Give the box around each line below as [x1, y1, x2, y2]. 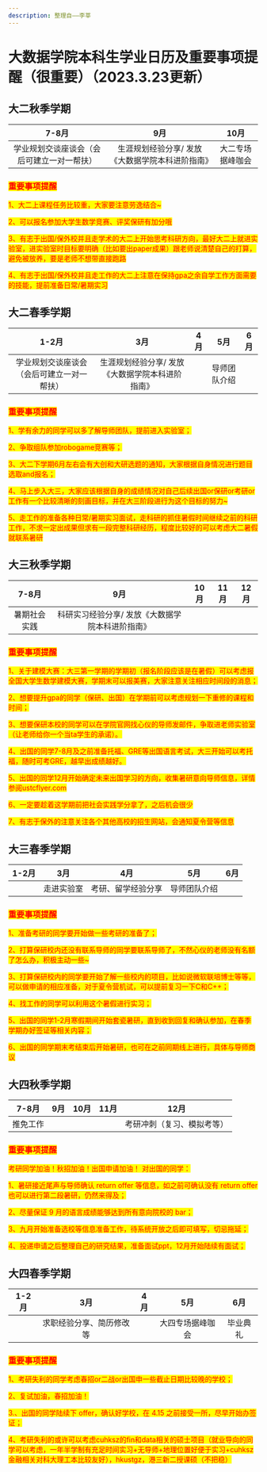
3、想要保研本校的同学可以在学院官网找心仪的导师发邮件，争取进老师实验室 [8, 719, 256, 730]
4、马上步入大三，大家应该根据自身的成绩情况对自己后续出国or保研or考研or [8, 486, 256, 496]
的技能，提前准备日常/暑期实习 [8, 280, 109, 289]
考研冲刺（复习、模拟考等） [124, 1119, 228, 1130]
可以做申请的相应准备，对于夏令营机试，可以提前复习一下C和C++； [8, 982, 229, 991]
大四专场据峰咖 [159, 1317, 216, 1328]
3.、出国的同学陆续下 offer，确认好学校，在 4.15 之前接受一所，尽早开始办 [8, 1409, 250, 1418]
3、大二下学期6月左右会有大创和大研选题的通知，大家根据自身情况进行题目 [8, 459, 254, 469]
